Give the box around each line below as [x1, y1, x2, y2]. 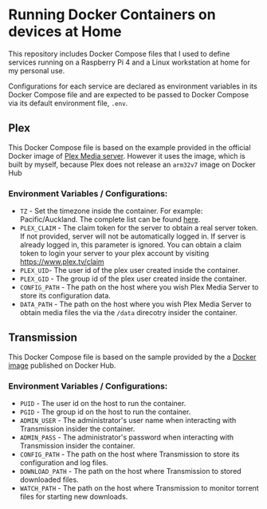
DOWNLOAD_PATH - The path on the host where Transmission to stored [19, 467, 241, 476]
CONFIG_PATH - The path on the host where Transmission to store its [19, 449, 240, 460]
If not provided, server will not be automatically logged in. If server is [19, 231, 246, 241]
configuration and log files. [19, 458, 109, 468]
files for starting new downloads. [19, 492, 128, 502]
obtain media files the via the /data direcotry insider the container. [19, 308, 238, 318]
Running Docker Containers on [8, 6, 217, 24]
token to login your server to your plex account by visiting [19, 249, 210, 258]
